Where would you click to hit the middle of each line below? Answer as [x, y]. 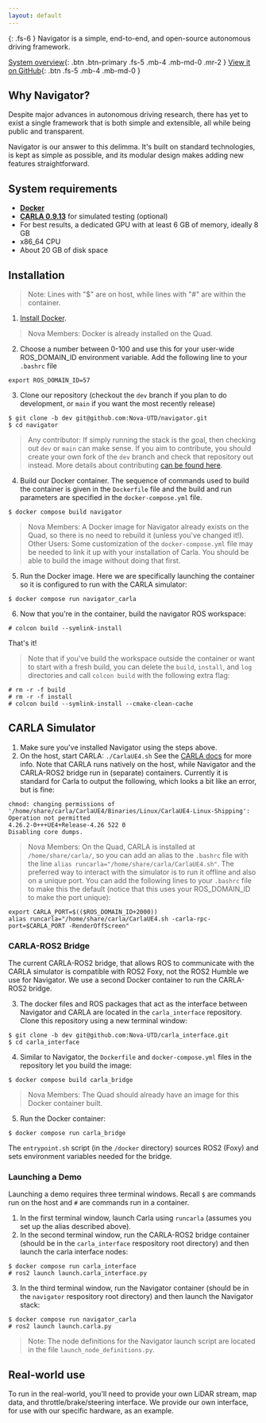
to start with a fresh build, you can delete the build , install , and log [140, 667]
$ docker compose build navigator [66, 512]
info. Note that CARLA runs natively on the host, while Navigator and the [138, 764]
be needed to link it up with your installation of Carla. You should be [138, 553]
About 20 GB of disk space [64, 250]
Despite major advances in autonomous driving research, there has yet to [128, 114]
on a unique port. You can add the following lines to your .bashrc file [139, 880]
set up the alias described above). [75, 1227]
